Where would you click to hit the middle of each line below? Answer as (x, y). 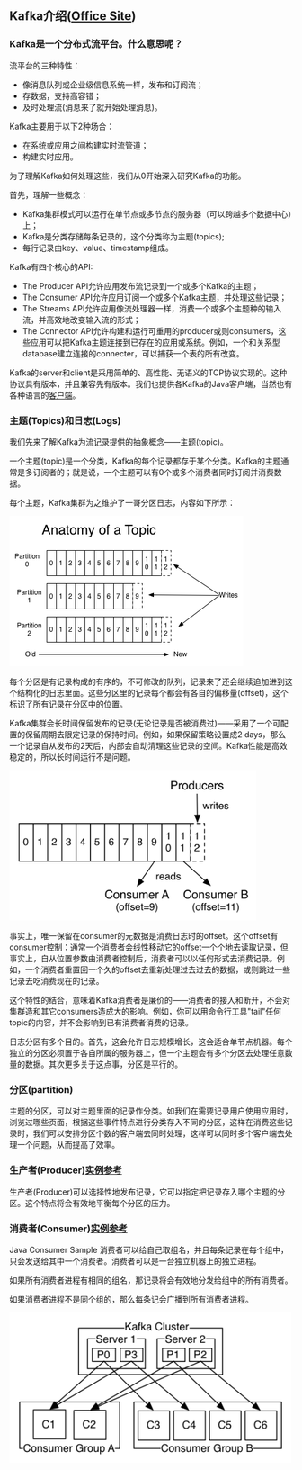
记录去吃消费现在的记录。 (57, 980)
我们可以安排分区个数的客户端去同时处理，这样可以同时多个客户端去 (159, 1133)
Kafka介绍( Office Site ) (73, 16)
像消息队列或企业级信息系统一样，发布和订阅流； (113, 85)
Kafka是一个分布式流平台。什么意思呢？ (96, 44)
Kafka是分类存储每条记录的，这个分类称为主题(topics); (123, 236)
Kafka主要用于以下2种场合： (62, 126)
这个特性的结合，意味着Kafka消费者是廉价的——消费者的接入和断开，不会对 (150, 1000)
